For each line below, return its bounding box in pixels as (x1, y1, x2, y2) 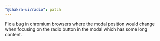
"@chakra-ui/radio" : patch (5, 7, 61, 12)
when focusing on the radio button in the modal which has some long (5, 26, 148, 32)
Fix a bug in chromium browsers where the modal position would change (5, 21, 155, 27)
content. (5, 31, 22, 37)
